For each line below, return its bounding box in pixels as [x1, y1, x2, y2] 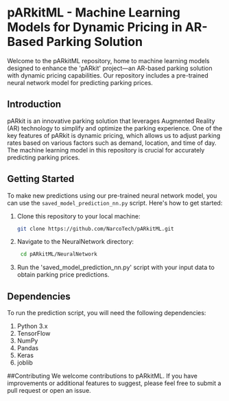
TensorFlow [16, 330, 51, 338]
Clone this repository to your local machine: [16, 211, 141, 220]
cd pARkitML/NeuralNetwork [20, 251, 97, 258]
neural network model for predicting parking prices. [7, 78, 153, 87]
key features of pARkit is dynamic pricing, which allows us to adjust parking [7, 131, 221, 139]
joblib [16, 358, 33, 367]
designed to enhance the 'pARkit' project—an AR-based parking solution [7, 64, 213, 72]
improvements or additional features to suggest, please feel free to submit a [7, 379, 221, 387]
